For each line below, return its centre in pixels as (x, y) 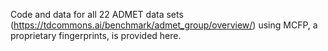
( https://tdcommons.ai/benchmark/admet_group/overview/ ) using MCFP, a (164, 25)
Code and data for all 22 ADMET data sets (97, 14)
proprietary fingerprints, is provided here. (96, 35)
